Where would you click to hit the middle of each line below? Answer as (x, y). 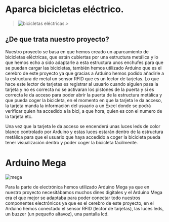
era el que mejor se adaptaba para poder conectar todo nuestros (73, 198)
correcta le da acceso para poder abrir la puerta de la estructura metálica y (84, 94)
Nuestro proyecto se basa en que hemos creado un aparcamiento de (77, 51)
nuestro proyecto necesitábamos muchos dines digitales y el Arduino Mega (84, 192)
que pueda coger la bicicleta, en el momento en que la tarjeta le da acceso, (84, 100)
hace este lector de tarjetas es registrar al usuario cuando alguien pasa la (82, 84)
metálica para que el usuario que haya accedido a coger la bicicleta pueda (83, 137)
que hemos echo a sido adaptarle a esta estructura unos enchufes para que (84, 62)
